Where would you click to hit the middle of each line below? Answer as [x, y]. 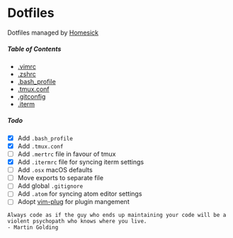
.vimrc [27, 66]
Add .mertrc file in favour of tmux [67, 154]
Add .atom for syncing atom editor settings [80, 194]
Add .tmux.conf [40, 145]
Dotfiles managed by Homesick [53, 32]
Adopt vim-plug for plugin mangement [73, 202]
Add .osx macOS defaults [55, 170]
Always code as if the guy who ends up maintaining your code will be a [117, 215]
